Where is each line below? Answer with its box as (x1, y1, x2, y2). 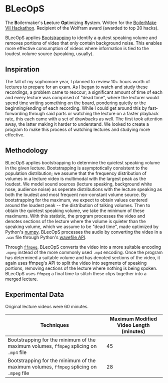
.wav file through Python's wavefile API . (5, 234, 86, 240)
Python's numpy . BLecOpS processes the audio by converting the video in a (5, 229, 162, 235)
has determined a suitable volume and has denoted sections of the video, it (5, 254, 160, 261)
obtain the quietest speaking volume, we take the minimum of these (5, 208, 145, 214)
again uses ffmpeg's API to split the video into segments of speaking (5, 260, 147, 266)
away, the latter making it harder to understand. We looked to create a (5, 121, 149, 127)
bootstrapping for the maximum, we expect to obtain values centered (5, 197, 148, 203)
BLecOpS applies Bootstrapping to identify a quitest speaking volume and (5, 35, 157, 41)
